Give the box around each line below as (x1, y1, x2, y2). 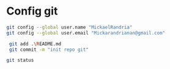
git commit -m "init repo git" (9, 47, 89, 53)
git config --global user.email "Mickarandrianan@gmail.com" (6, 30, 166, 36)
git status (6, 57, 34, 64)
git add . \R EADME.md (9, 41, 62, 47)
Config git (6, 4, 58, 18)
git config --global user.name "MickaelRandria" (6, 24, 133, 30)
